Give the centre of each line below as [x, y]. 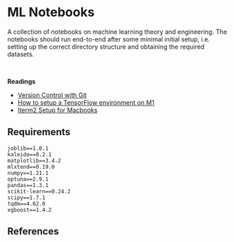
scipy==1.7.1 [26, 198]
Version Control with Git [52, 95]
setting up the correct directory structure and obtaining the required [106, 46]
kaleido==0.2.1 [30, 154]
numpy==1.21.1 [28, 173]
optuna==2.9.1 [28, 179]
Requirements [39, 132]
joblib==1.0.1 [28, 148]
